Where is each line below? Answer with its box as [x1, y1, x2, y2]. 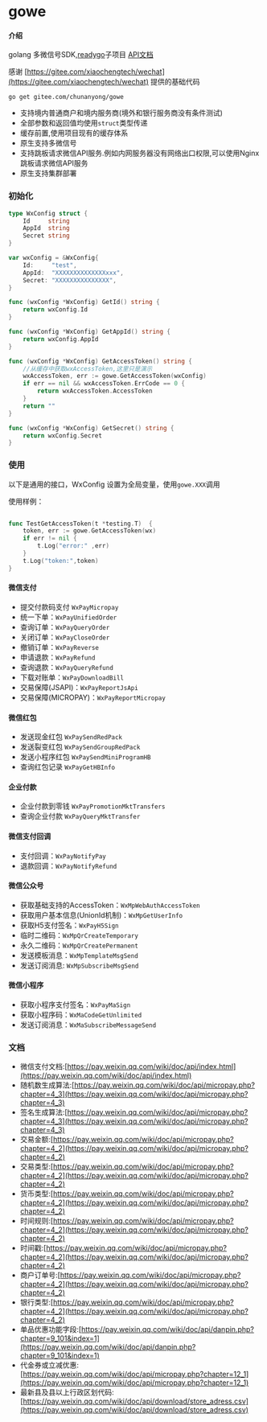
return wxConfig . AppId [23, 335, 99, 343]
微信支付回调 [8, 831, 51, 840]
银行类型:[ [19, 1297, 54, 1307]
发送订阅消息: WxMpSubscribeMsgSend [19, 960, 139, 970]
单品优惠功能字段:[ [19, 1325, 82, 1334]
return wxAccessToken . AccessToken [37, 387, 153, 396]
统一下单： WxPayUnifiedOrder [19, 612, 117, 622]
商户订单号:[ [19, 1270, 60, 1280]
